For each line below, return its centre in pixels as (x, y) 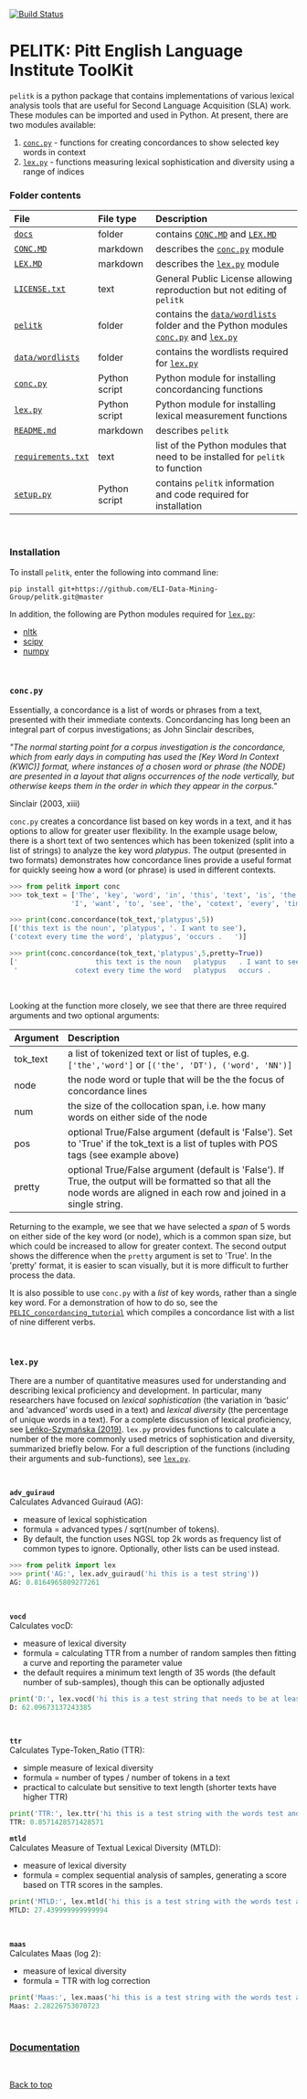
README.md (35, 431)
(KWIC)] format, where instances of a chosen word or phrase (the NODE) (148, 766)
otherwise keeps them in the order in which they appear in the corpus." (143, 786)
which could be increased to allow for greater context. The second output (148, 1246)
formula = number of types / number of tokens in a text (126, 1777)
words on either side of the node (138, 1117)
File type (117, 219)
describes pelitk (192, 431)
